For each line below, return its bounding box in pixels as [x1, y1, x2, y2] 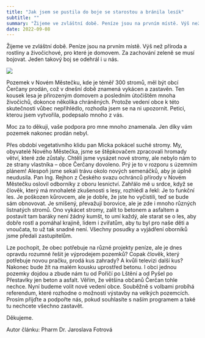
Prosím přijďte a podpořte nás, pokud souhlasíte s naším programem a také [6, 296, 196, 303]
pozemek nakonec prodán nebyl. [6, 129, 89, 137]
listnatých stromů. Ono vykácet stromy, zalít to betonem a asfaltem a [6, 206, 179, 214]
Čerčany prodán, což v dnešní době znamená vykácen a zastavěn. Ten [6, 85, 185, 93]
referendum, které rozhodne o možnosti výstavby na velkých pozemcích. [6, 289, 190, 297]
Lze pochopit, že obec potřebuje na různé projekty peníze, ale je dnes [6, 244, 182, 251]
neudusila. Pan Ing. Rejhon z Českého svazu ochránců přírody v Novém [6, 174, 187, 181]
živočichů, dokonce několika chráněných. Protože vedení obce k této [6, 98, 180, 106]
